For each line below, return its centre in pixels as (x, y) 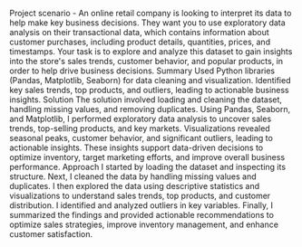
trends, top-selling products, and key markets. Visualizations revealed (140, 128)
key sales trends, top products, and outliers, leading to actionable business (150, 90)
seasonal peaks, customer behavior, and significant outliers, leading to (141, 138)
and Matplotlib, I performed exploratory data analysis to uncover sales (141, 119)
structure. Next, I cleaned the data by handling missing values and (133, 176)
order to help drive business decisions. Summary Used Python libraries (142, 71)
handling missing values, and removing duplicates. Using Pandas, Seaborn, (150, 109)
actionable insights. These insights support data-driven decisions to (136, 147)
